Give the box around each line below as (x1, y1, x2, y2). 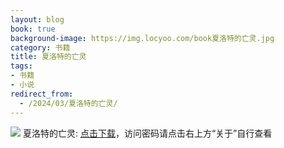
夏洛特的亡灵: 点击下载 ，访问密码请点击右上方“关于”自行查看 (22, 127, 273, 139)
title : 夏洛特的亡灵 (10, 52, 87, 62)
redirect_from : (10, 89, 74, 99)
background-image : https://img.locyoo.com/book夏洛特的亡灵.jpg (10, 33, 275, 43)
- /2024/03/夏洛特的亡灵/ (19, 98, 118, 108)
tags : (10, 61, 33, 71)
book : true (10, 24, 56, 34)
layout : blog (10, 14, 65, 25)
